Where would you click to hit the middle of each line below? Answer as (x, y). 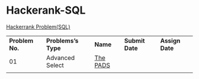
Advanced (61, 58)
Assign (170, 40)
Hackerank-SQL (46, 10)
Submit (134, 40)
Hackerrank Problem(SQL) (38, 27)
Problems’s (62, 40)
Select (55, 65)
